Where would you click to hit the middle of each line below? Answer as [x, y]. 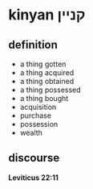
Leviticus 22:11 [33, 177]
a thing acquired [47, 73]
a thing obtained [47, 81]
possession [39, 124]
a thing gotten [43, 64]
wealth [31, 132]
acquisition [38, 107]
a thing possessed [51, 90]
